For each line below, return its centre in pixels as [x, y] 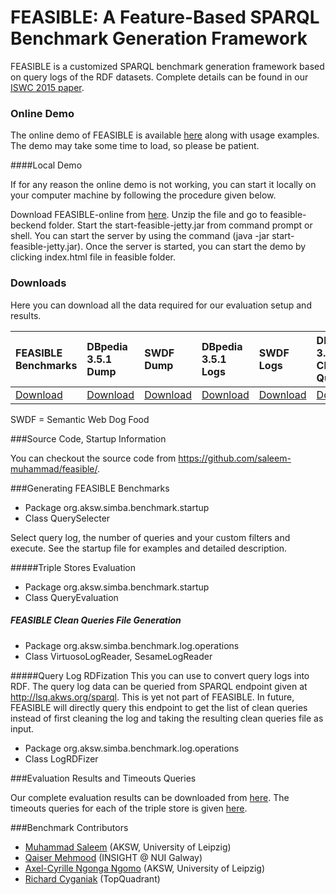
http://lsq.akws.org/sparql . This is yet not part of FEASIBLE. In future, [152, 697]
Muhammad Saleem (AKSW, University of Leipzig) [128, 847]
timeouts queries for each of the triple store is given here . [129, 808]
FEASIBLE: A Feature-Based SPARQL [165, 17]
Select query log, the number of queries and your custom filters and [150, 537]
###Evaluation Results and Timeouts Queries [103, 778]
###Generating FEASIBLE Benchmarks [90, 488]
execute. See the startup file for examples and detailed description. [149, 548]
